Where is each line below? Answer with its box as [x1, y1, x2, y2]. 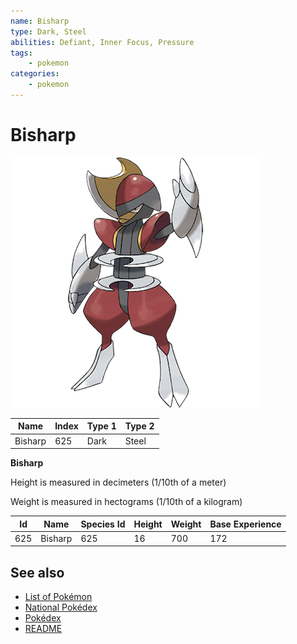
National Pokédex [24, 601, 98, 614]
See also [10, 564, 65, 581]
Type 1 [86, 420, 117, 432]
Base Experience [209, 518, 282, 530]
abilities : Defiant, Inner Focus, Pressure [10, 37, 195, 47]
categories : [10, 69, 60, 79]
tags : [10, 48, 33, 58]
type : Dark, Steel [10, 26, 87, 37]
